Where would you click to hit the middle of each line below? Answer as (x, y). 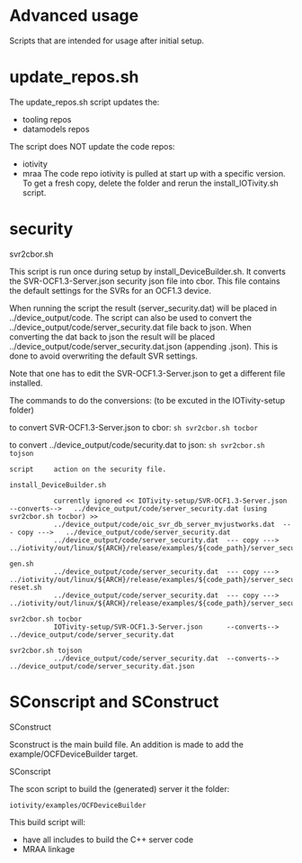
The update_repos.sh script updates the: (84, 102)
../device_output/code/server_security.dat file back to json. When (130, 327)
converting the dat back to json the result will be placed (112, 336)
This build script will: (48, 822)
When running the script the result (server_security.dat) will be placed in (143, 308)
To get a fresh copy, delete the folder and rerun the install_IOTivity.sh (150, 183)
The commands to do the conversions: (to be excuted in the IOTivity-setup (147, 400)
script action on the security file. (88, 469)
